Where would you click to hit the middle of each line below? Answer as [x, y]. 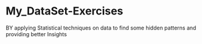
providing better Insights [37, 34]
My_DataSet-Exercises [64, 11]
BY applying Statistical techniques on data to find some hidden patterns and [101, 28]
